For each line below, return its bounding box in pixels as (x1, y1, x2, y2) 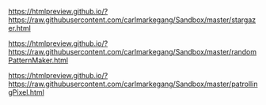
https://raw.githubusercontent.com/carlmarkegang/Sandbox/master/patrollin (8, 79, 258, 88)
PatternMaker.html (8, 55, 69, 65)
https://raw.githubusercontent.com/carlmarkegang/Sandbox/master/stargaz (8, 15, 256, 24)
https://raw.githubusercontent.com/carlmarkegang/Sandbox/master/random (8, 47, 257, 56)
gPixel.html (8, 88, 45, 97)
